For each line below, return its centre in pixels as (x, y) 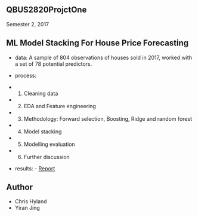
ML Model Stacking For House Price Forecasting (98, 43)
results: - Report (35, 168)
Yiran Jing (27, 208)
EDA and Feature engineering (60, 106)
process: (26, 75)
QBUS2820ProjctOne (47, 10)
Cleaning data (41, 93)
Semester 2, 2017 (28, 24)
